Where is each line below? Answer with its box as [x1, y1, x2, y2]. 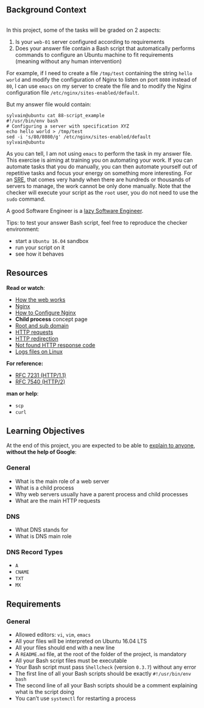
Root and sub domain [15, 322, 69, 329]
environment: [6, 225, 40, 233]
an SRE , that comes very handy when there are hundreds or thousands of [6, 176, 191, 183]
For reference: [6, 359, 44, 367]
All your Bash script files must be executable [15, 657, 127, 665]
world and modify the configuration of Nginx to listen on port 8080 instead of [6, 76, 197, 83]
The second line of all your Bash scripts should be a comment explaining [15, 682, 198, 689]
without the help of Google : [6, 449, 77, 456]
